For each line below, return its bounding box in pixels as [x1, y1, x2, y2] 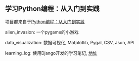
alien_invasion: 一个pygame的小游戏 [5, 29, 79, 35]
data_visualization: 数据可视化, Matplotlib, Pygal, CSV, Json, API [5, 39, 135, 45]
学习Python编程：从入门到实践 [5, 4, 100, 13]
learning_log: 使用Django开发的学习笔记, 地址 [5, 50, 97, 56]
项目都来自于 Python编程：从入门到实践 [5, 19, 85, 25]
